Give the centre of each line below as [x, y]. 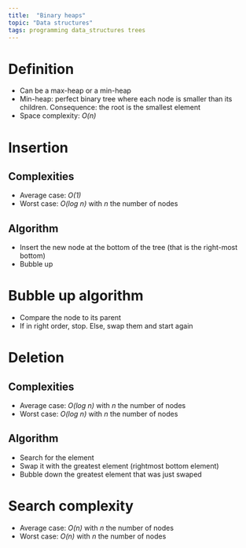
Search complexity [71, 506]
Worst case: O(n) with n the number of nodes [93, 536]
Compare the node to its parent [70, 318]
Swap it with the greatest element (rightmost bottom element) [119, 465]
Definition [41, 69]
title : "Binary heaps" [47, 15]
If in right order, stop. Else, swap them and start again [106, 326]
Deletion [36, 358]
